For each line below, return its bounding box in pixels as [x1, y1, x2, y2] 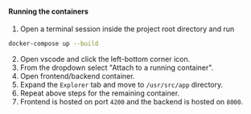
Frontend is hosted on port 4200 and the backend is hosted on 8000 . [19, 97, 244, 107]
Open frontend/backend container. [19, 71, 135, 81]
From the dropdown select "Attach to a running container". [19, 63, 214, 72]
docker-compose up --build [8, 40, 99, 48]
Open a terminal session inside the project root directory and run [19, 24, 235, 34]
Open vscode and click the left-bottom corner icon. [19, 55, 191, 64]
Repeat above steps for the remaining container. [19, 88, 180, 98]
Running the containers [8, 6, 88, 16]
